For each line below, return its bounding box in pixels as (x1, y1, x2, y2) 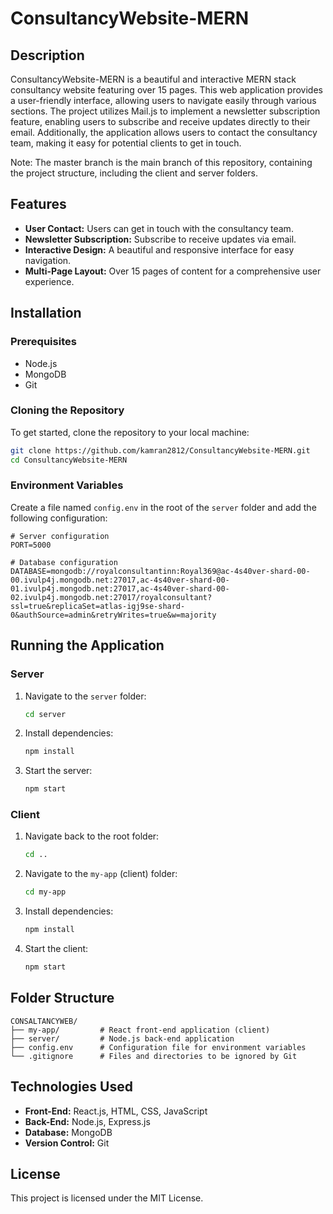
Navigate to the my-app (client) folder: (24, 868, 178, 880)
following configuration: (10, 512, 108, 524)
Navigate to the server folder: (24, 690, 147, 702)
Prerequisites (10, 335, 77, 349)
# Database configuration (10, 557, 118, 567)
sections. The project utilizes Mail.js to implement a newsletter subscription (10, 105, 321, 117)
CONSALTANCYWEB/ (10, 1016, 78, 1026)
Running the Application (10, 637, 165, 654)
